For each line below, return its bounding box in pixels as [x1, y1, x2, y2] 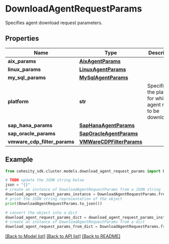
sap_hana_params [8, 122, 53, 129]
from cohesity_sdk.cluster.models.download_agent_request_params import [5, 169, 161, 174]
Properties [5, 34, 39, 43]
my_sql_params [8, 74, 46, 81]
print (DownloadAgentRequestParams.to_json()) [5, 201, 102, 206]
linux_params [8, 66, 41, 73]
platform [8, 98, 29, 105]
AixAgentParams [79, 57, 121, 64]
